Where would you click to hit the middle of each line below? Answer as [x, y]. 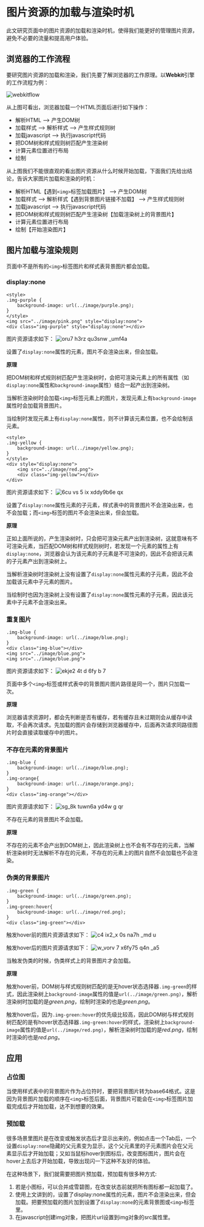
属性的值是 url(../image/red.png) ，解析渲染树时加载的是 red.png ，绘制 [109, 1030]
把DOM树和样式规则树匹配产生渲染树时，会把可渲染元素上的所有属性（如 [98, 377]
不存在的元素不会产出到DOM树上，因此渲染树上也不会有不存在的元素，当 [98, 846]
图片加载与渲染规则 [42, 251]
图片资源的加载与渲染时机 [70, 12]
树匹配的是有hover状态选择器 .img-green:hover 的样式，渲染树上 [86, 1022]
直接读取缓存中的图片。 [51, 733]
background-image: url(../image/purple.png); [76, 305]
